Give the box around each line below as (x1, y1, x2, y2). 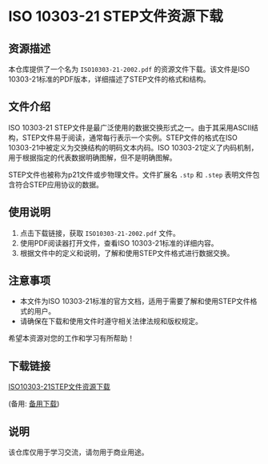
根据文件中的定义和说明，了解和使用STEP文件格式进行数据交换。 (19, 248, 234, 258)
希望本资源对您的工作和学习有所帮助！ (8, 334, 134, 343)
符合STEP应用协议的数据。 (14, 179, 104, 189)
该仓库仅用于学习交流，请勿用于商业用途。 (8, 447, 149, 457)
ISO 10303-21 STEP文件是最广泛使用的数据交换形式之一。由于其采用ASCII (8, 122, 252, 132)
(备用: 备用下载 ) (8, 399, 60, 409)
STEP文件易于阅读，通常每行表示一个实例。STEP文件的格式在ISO (22, 133, 238, 142)
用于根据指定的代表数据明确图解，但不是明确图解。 (8, 153, 177, 162)
